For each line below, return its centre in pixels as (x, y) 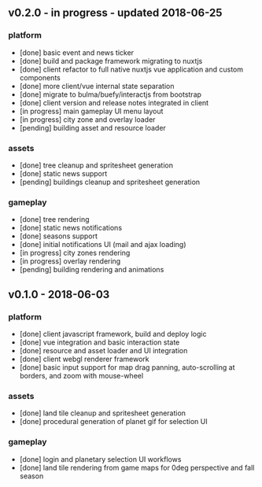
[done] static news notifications (71, 228)
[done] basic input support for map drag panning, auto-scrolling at (127, 367)
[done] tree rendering (54, 220)
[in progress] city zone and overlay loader (87, 119)
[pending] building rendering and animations (92, 270)
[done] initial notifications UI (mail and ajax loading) (103, 245)
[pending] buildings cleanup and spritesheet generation (110, 182)
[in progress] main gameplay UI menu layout (91, 111)
